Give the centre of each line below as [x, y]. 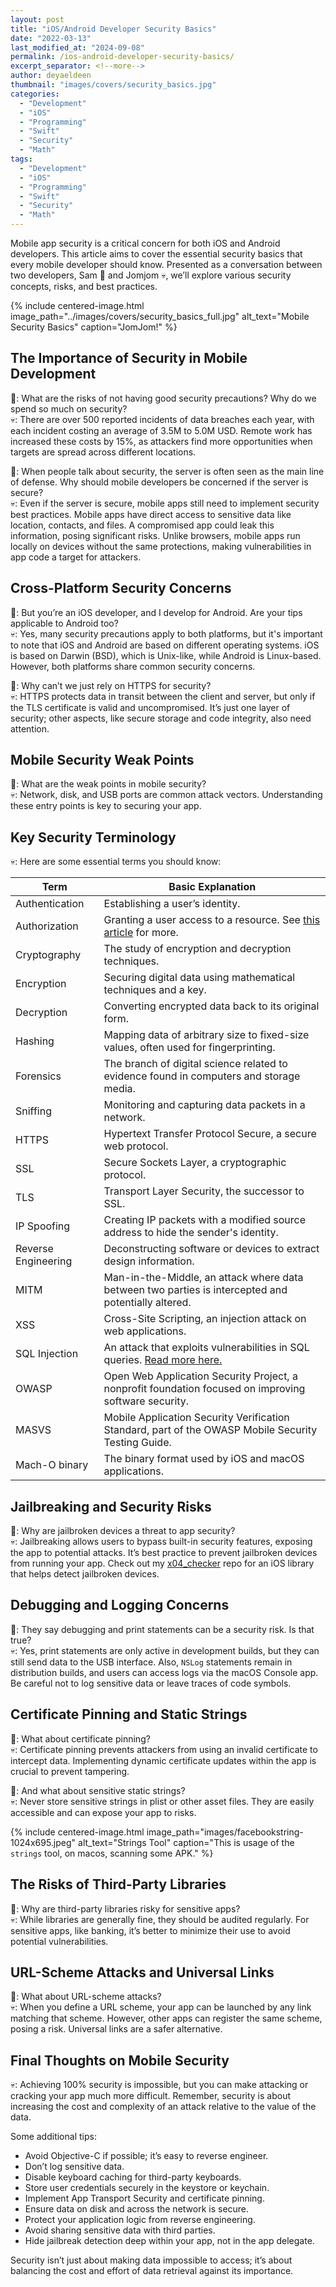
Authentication [50, 904]
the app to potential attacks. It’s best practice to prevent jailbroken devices [164, 1553]
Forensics [38, 1076]
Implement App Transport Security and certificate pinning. [144, 2198]
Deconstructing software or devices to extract [211, 1249]
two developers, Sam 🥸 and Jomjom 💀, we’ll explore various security [151, 275]
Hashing [35, 1041]
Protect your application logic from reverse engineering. [140, 2220]
